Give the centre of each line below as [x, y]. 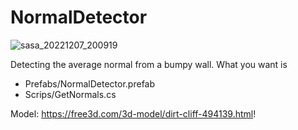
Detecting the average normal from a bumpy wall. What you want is [149, 64]
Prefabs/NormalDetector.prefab [90, 83]
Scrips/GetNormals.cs [70, 94]
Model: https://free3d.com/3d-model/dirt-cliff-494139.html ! [133, 113]
